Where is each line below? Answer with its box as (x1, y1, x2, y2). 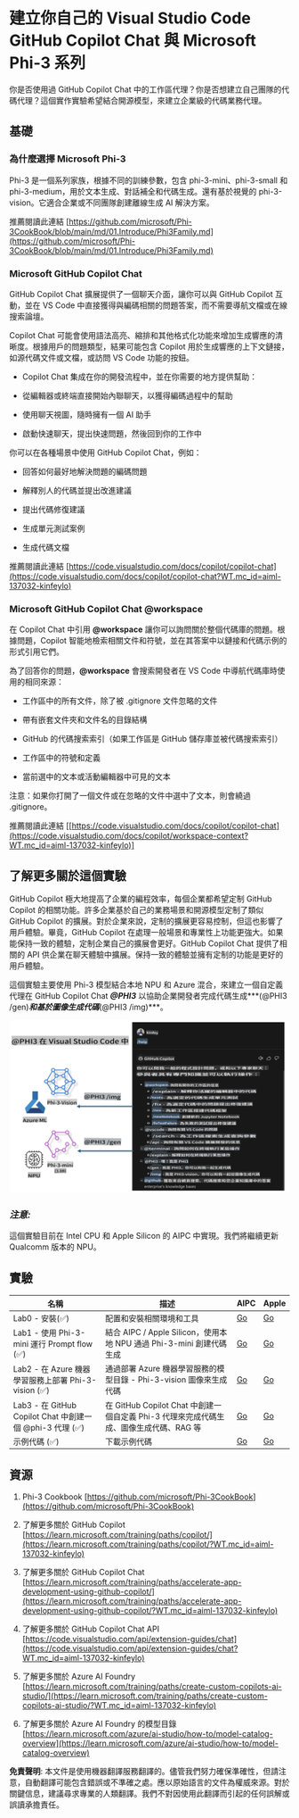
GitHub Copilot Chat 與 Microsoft (9, 30, 256, 51)
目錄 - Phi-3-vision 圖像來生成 (112, 1374, 228, 1385)
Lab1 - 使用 (12, 1327, 58, 1339)
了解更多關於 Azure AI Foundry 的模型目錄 (21, 1719, 177, 1730)
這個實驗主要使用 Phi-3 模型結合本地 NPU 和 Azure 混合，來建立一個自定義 (9, 979, 283, 991)
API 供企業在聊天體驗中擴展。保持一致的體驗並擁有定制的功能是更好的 (26, 950, 284, 960)
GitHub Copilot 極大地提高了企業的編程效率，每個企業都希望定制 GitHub (9, 893, 273, 904)
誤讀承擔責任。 (9, 1799, 64, 1810)
